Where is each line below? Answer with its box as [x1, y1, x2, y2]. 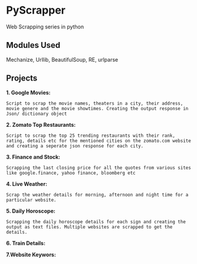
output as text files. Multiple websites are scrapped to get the [6, 224, 173, 230]
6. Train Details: [6, 239, 46, 246]
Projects [6, 73, 38, 83]
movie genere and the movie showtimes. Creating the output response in [6, 105, 189, 111]
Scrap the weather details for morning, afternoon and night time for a [6, 192, 189, 198]
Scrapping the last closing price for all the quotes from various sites [6, 165, 192, 170]
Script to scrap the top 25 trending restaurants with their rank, [6, 133, 176, 139]
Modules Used [6, 40, 61, 50]
